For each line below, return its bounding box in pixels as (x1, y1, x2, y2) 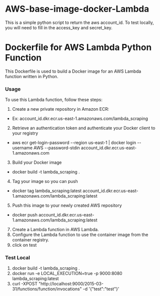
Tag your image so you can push (12, 178, 78, 184)
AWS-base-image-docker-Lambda (5, 3, 149, 15)
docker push (12, 212, 38, 218)
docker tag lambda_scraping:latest (12, 188, 82, 194)
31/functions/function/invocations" (12, 286, 82, 292)
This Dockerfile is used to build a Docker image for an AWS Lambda (5, 68, 141, 74)
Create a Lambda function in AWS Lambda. (12, 227, 99, 233)
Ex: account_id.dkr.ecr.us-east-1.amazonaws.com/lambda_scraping (12, 116, 148, 121)
